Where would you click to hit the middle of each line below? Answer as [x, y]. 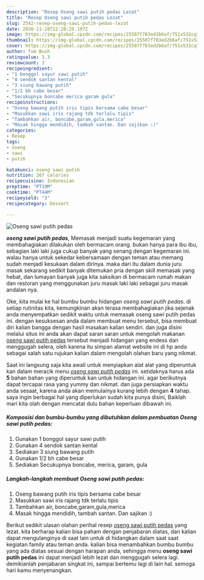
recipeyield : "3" [28, 198]
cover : [15, 46]
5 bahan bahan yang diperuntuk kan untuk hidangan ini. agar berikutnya [97, 378]
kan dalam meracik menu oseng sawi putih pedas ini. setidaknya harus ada [100, 371]
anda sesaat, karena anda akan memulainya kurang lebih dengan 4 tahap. [99, 391]
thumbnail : [20, 40]
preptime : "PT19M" [29, 187]
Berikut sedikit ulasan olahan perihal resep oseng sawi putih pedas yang [97, 525]
